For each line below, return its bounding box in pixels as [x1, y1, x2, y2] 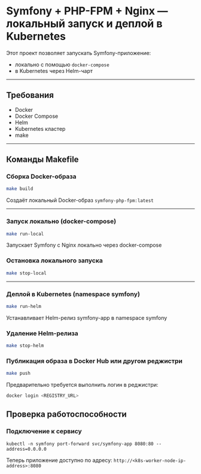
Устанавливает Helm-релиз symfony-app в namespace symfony [6, 314, 167, 321]
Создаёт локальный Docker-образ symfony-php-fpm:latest [6, 197, 154, 204]
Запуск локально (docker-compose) [6, 217, 117, 225]
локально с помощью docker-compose [14, 61, 109, 68]
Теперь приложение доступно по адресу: [6, 456, 112, 464]
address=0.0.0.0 [6, 446, 47, 452]
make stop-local [6, 270, 47, 276]
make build [6, 186, 33, 192]
